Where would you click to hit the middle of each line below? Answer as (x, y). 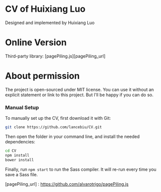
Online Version (36, 42)
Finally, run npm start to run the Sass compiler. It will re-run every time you (81, 169)
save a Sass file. (22, 174)
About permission (42, 76)
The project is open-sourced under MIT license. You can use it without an (80, 89)
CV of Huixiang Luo (45, 9)
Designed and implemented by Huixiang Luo (50, 23)
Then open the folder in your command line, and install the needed (72, 137)
